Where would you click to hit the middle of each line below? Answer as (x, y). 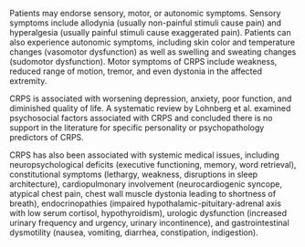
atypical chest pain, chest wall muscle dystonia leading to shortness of (143, 194)
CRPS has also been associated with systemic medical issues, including (145, 155)
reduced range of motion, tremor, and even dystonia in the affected (136, 71)
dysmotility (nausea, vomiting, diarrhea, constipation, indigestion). (134, 232)
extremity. (28, 81)
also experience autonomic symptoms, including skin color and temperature (152, 42)
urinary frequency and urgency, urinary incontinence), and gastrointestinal (149, 223)
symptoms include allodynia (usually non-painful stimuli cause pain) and (145, 23)
